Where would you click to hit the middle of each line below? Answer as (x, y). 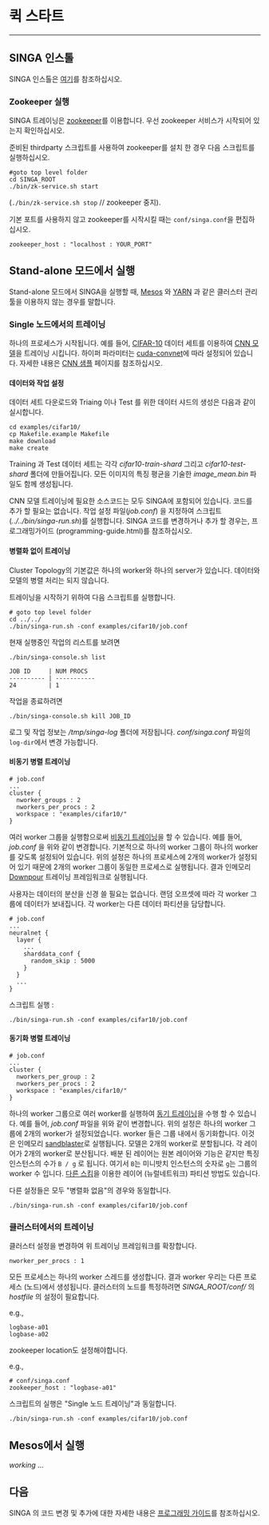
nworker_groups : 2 (49, 800)
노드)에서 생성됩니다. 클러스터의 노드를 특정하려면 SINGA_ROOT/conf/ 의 (140, 1287)
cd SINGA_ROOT (33, 180)
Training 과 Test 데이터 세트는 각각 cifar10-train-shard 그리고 (106, 464)
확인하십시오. (44, 131)
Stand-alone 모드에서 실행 (72, 271)
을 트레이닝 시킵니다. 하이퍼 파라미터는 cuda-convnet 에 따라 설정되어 (124, 353)
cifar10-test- (225, 464)
